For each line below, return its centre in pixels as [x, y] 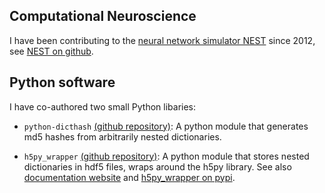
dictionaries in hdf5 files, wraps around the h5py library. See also [157, 166]
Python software [62, 82]
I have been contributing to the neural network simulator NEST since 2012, [162, 40]
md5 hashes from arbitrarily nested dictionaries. [122, 136]
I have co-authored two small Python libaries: [103, 106]
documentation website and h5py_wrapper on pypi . [129, 177]
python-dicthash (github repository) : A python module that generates [166, 126]
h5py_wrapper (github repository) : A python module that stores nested [166, 156]
